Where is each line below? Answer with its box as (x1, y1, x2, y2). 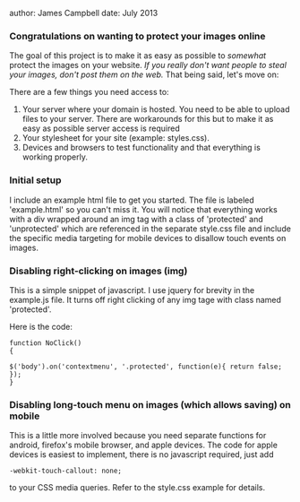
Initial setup (9, 174, 62, 186)
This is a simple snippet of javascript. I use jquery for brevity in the (9, 284, 255, 295)
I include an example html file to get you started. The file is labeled (9, 195, 255, 205)
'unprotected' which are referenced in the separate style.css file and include (9, 223, 291, 234)
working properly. (21, 151, 88, 162)
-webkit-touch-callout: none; (9, 466, 123, 476)
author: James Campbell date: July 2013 (9, 8, 159, 18)
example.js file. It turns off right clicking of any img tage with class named (9, 294, 282, 305)
